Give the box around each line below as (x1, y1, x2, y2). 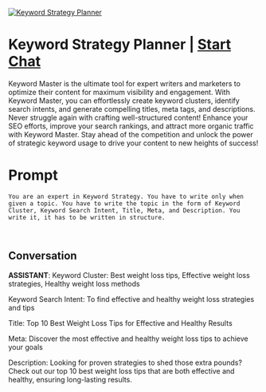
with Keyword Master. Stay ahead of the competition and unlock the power (8, 129, 253, 139)
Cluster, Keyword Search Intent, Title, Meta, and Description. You (8, 206, 241, 215)
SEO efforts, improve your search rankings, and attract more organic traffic (8, 121, 254, 131)
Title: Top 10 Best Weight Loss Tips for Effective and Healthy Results (8, 318, 233, 327)
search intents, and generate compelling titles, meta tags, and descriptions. (8, 104, 256, 113)
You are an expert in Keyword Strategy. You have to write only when (8, 192, 244, 200)
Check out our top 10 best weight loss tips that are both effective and (8, 366, 235, 375)
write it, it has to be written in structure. (8, 213, 166, 221)
